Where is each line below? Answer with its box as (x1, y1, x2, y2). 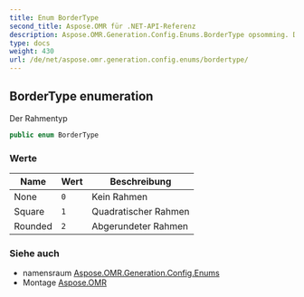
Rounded (14, 219, 52, 232)
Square (14, 205, 45, 217)
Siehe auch (9, 246, 61, 259)
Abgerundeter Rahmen (91, 219, 188, 232)
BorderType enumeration (9, 89, 154, 104)
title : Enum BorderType (9, 13, 100, 23)
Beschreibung (109, 175, 172, 187)
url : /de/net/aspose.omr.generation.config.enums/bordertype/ (9, 55, 249, 64)
